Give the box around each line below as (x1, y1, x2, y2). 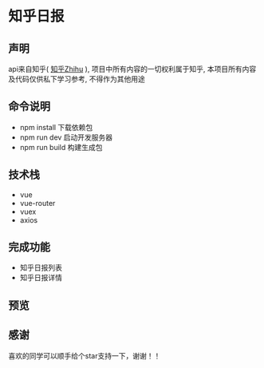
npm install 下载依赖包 (19, 122, 93, 132)
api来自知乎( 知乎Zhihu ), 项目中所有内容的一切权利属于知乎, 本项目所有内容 (8, 65, 257, 73)
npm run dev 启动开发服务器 (19, 133, 113, 142)
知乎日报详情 (19, 273, 62, 283)
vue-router (19, 198, 56, 208)
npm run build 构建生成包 (19, 142, 103, 152)
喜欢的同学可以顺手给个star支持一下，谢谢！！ (8, 350, 161, 360)
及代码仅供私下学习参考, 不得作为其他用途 (8, 74, 145, 84)
